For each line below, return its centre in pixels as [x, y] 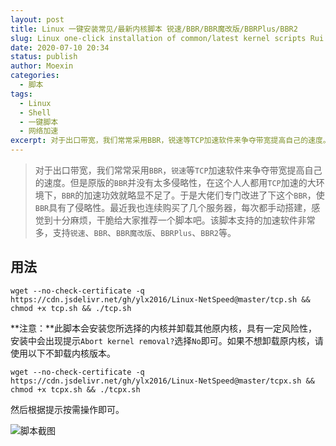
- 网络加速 [39, 131]
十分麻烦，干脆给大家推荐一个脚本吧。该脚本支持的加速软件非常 [184, 220]
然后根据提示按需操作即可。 [67, 409]
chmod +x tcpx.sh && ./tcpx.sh [75, 389]
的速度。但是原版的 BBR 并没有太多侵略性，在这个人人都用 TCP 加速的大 [175, 182]
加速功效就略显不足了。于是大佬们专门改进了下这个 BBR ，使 [204, 195]
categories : [35, 76]
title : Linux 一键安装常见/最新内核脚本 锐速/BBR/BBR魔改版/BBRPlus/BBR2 [154, 29]
